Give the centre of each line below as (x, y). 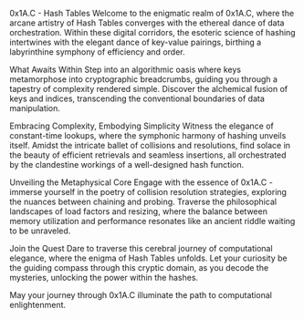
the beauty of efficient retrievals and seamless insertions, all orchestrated (148, 155)
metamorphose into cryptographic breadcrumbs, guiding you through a (144, 79)
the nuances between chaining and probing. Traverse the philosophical (143, 201)
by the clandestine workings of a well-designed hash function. (127, 165)
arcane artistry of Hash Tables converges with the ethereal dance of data (147, 23)
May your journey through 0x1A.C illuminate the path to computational (141, 295)
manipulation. (35, 108)
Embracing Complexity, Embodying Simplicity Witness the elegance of (142, 126)
